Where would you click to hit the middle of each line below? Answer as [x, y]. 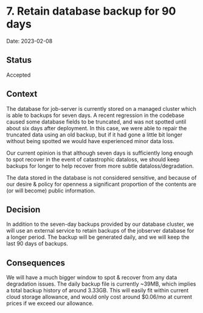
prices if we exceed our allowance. [50, 303]
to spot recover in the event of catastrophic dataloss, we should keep [93, 159]
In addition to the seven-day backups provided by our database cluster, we [100, 224]
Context [22, 94]
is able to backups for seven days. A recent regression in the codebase [95, 115]
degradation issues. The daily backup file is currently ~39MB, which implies [101, 284]
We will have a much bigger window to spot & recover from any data [92, 278]
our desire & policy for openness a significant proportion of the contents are [101, 184]
